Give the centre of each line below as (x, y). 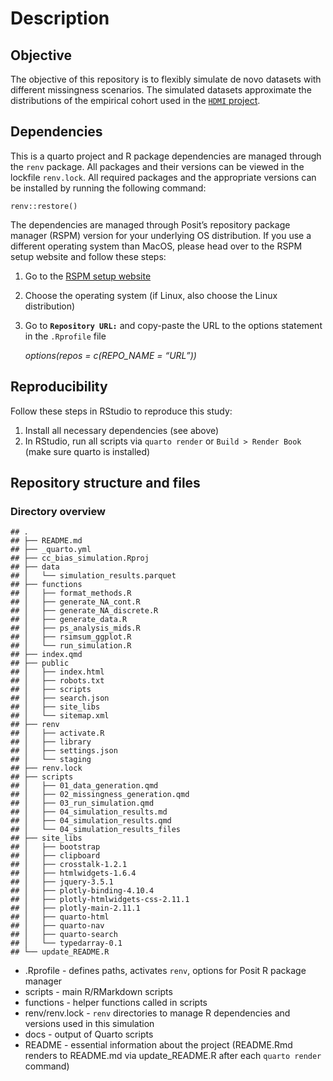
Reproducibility (59, 387)
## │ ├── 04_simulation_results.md (89, 812)
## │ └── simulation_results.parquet (93, 576)
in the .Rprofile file (65, 336)
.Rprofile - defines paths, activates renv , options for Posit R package (165, 971)
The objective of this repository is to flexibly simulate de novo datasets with (166, 79)
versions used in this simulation (89, 1024)
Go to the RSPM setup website (88, 276)
